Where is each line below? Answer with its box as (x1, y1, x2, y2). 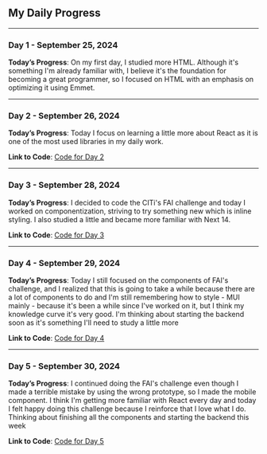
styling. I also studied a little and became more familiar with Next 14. (8, 214, 231, 224)
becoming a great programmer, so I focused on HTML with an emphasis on (8, 75, 254, 84)
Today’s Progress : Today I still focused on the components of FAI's (8, 276, 229, 285)
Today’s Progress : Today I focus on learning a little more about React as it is (8, 128, 258, 138)
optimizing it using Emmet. (8, 83, 95, 92)
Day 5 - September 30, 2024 (8, 360, 121, 371)
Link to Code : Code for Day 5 (8, 436, 105, 446)
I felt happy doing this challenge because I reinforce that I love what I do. (8, 404, 246, 413)
